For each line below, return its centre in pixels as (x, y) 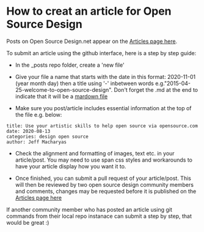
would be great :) (28, 222)
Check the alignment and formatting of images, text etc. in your (95, 153)
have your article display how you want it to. (71, 166)
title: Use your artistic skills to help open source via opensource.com (102, 126)
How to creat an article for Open (89, 11)
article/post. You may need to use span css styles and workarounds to (104, 160)
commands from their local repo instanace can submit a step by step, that (99, 216)
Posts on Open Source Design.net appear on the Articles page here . (92, 41)
